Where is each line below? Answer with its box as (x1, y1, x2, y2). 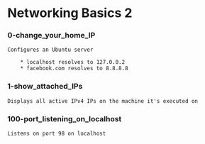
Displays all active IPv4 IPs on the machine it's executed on (7, 97, 199, 104)
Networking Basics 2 (7, 5, 133, 21)
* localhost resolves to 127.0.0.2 (20, 59, 126, 66)
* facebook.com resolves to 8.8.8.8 (20, 65, 129, 72)
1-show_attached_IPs (7, 82, 83, 92)
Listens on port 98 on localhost (7, 130, 106, 138)
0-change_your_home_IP (7, 31, 96, 40)
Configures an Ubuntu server (7, 46, 94, 54)
